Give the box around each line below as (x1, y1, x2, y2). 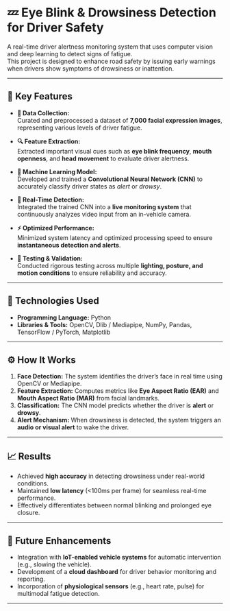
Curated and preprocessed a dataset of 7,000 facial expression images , (16, 116, 222, 124)
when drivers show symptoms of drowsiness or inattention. (7, 64, 175, 73)
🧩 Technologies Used (7, 295, 99, 307)
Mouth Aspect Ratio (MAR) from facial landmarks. (16, 394, 159, 403)
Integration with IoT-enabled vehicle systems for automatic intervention (16, 553, 221, 561)
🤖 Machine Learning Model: (16, 167, 97, 176)
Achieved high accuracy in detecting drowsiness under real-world (16, 472, 205, 481)
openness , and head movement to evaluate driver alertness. (16, 154, 190, 163)
